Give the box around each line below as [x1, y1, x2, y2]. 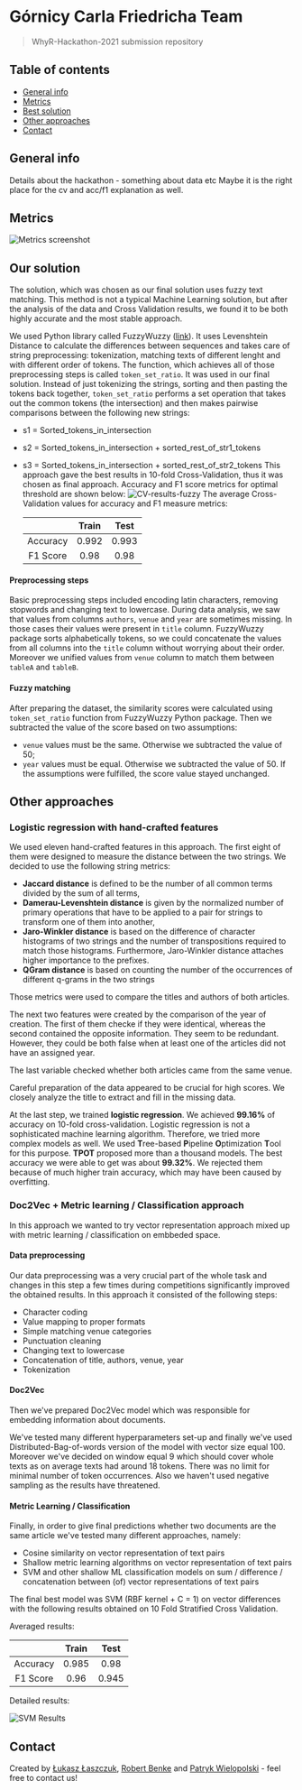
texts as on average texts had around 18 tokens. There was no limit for [9, 1460, 270, 1472]
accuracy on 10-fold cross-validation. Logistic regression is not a [9, 1119, 251, 1130]
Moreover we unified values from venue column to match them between [9, 652, 275, 663]
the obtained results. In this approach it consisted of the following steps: [9, 1288, 278, 1300]
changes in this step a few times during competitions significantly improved [9, 1279, 290, 1290]
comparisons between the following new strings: [9, 408, 190, 419]
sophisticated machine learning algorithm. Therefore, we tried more [9, 1129, 261, 1140]
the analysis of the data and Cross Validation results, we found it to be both [9, 304, 288, 315]
